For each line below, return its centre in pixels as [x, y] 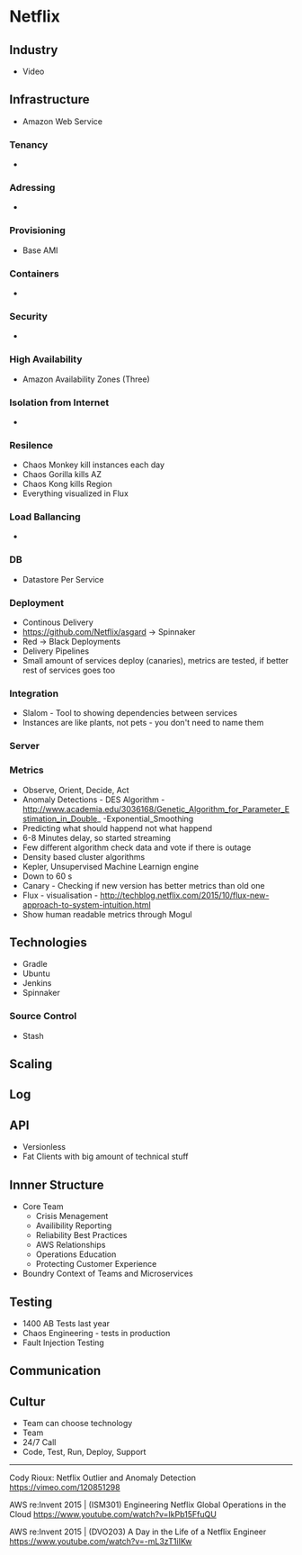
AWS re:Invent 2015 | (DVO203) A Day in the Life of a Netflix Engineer [138, 1532]
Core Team [43, 1207]
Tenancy [29, 144]
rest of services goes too [68, 670]
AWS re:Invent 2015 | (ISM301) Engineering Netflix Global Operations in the [148, 1505]
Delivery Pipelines [56, 651]
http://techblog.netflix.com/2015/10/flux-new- [185, 895]
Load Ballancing [45, 517]
